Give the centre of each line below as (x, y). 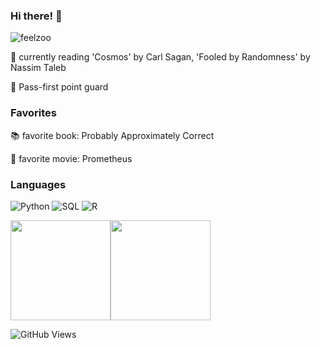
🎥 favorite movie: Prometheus (71, 158)
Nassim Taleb (38, 68)
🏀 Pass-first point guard (59, 87)
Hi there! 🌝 (36, 16)
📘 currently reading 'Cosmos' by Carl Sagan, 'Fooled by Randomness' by (160, 57)
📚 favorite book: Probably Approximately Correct (112, 135)
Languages (38, 184)
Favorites (34, 113)
